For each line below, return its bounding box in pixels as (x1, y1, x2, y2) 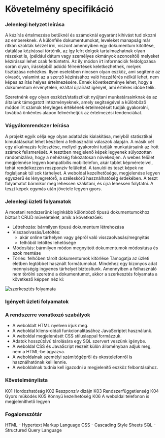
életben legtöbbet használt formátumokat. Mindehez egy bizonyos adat (12, 261, 158, 267)
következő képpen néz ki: (12, 276, 64, 282)
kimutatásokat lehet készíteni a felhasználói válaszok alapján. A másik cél (5, 138, 154, 144)
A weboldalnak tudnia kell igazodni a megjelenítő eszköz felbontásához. (12, 365, 159, 371)
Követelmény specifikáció (5, 3, 114, 15)
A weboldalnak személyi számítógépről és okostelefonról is (12, 354, 132, 360)
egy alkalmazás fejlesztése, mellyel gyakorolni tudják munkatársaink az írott (5, 144, 159, 150)
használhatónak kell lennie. (12, 359, 67, 365)
